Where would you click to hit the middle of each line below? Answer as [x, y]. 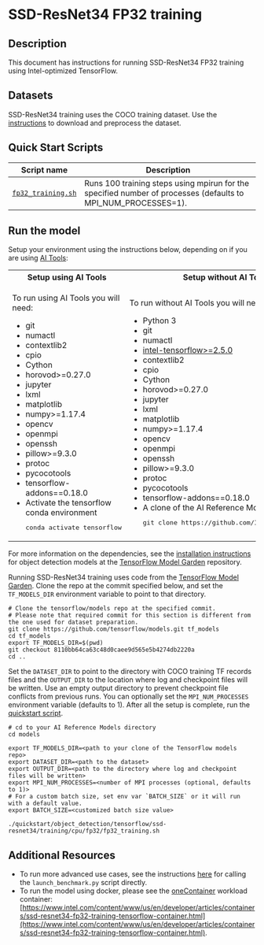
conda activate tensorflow [73, 528]
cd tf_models [29, 636]
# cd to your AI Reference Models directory [82, 728]
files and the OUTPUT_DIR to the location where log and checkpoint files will [128, 680]
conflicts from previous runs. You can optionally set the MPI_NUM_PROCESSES [128, 697]
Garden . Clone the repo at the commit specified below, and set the [116, 586]
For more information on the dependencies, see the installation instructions [130, 554]
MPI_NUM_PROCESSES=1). [135, 202]
